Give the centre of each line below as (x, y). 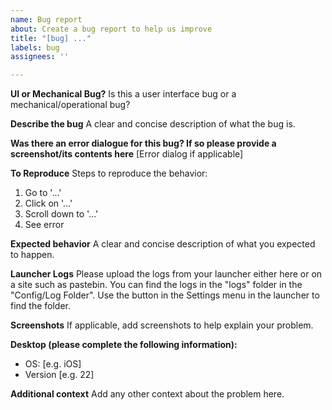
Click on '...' (48, 203)
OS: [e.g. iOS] (53, 364)
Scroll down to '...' (61, 214)
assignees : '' (40, 57)
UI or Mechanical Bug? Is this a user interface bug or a (123, 94)
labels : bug (35, 47)
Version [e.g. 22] (59, 375)
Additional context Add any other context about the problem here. (147, 394)
